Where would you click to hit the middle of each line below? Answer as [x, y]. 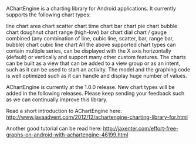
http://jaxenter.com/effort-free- [141, 128]
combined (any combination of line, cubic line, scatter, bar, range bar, [90, 38]
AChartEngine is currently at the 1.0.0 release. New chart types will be [90, 87]
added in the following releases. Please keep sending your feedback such [95, 93]
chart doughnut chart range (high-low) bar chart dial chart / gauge [87, 32]
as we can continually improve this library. [57, 100]
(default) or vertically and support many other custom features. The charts [96, 57]
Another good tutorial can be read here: [54, 128]
